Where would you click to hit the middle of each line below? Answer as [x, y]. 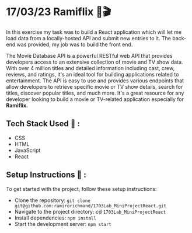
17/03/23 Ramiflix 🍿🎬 [59, 12]
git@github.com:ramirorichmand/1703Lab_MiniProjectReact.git [90, 206]
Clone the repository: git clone [52, 200]
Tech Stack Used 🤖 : [43, 124]
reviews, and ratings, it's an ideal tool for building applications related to [92, 74]
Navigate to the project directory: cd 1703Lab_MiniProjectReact [90, 211]
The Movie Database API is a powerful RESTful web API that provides [89, 55]
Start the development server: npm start [63, 224]
